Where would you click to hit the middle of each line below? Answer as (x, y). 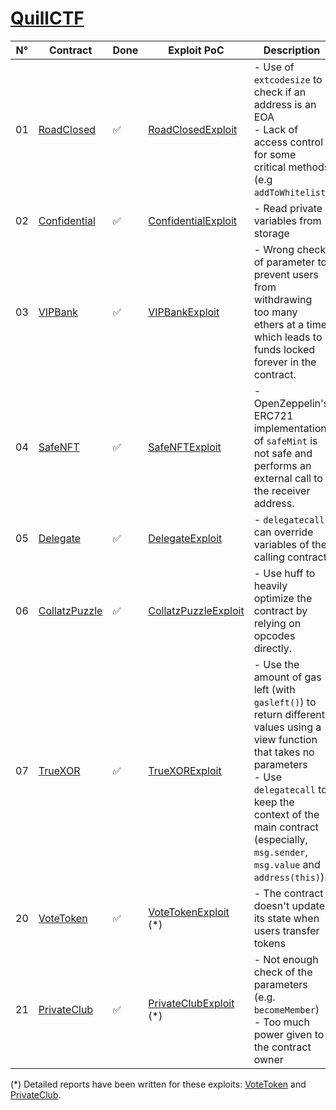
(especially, (280, 839)
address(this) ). (290, 877)
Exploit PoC (196, 50)
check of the (283, 972)
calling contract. (291, 557)
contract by (280, 610)
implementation (290, 428)
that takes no (284, 752)
